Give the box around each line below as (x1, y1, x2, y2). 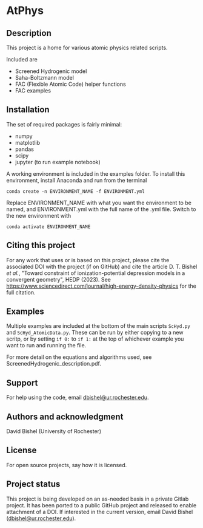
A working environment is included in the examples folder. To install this (6, 170, 185, 177)
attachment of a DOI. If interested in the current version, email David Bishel (6, 508, 193, 515)
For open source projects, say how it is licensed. (6, 461, 127, 468)
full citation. (6, 288, 36, 296)
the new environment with (6, 212, 72, 219)
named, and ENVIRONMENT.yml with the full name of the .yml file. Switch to (6, 205, 196, 213)
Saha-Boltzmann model (15, 74, 75, 81)
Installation (6, 105, 50, 115)
